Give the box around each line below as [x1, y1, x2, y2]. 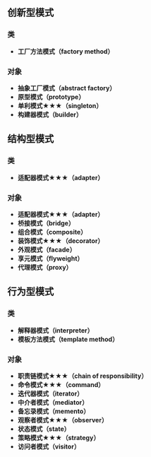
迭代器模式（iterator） [17, 389, 83, 398]
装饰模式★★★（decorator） [17, 236, 104, 245]
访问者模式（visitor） [17, 442, 80, 451]
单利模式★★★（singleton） [17, 101, 103, 109]
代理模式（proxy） [17, 263, 73, 271]
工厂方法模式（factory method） [17, 47, 114, 55]
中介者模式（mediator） [17, 398, 88, 406]
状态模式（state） [17, 425, 71, 433]
